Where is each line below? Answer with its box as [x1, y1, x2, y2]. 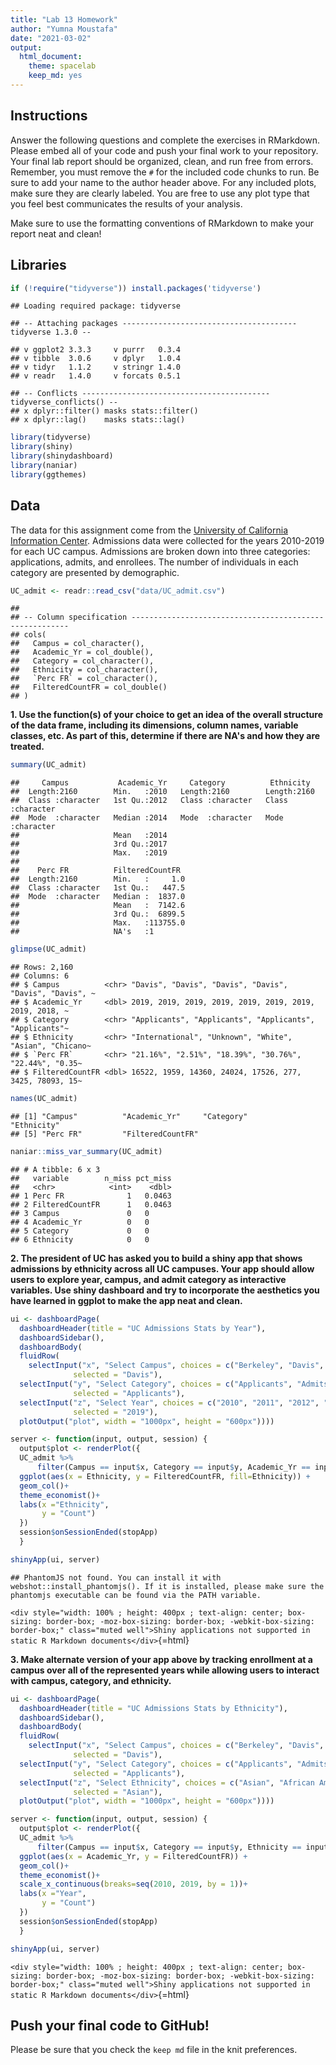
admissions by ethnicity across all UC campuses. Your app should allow [10, 1262, 315, 1275]
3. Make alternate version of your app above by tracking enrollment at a [10, 1653, 313, 1665]
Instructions [10, 107, 88, 125]
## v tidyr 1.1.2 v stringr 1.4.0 [10, 362, 182, 373]
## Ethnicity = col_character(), [10, 665, 159, 675]
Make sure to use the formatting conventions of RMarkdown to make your [10, 217, 315, 229]
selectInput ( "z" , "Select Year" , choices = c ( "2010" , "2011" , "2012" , [19, 1397, 320, 1408]
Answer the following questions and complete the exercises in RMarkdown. [10, 134, 320, 146]
